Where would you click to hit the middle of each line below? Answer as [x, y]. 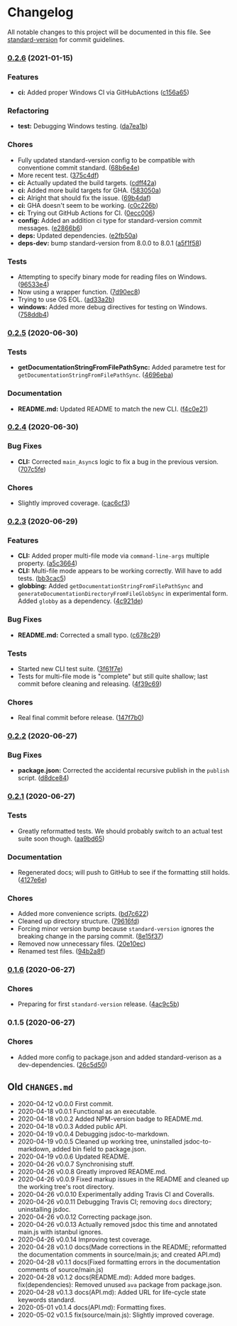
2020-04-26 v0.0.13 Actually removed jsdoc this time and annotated [117, 1225]
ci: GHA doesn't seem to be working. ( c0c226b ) [88, 205]
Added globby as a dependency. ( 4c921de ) [80, 601]
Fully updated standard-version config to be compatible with [106, 160]
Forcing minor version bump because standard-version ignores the [116, 929]
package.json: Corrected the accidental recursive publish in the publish [123, 770]
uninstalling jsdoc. [44, 1210]
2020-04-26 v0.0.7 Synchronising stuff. [76, 1164]
